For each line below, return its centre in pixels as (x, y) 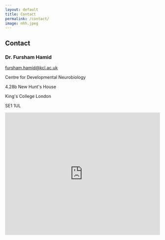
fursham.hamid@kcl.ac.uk (31, 68)
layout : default (22, 10)
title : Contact (21, 14)
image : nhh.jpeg (22, 23)
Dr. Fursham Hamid (28, 57)
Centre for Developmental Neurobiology (45, 77)
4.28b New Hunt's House (31, 87)
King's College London (28, 96)
